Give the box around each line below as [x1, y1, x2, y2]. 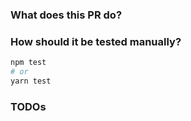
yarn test [10, 76, 52, 86]
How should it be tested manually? [10, 34, 182, 48]
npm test [10, 58, 47, 68]
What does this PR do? [10, 8, 123, 22]
